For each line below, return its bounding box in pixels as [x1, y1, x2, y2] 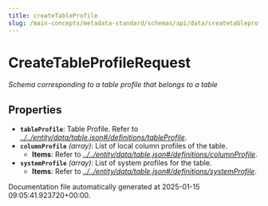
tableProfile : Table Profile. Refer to [19, 125, 139, 134]
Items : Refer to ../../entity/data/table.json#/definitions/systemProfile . [31, 167, 258, 176]
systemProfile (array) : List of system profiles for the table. [19, 158, 212, 168]
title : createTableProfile [8, 11, 98, 20]
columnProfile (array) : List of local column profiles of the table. [19, 141, 228, 151]
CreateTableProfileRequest [8, 53, 191, 72]
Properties [8, 103, 62, 117]
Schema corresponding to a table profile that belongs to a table [8, 80, 218, 89]
